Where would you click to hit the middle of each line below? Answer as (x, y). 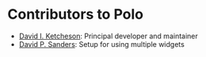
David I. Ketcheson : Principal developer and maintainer (109, 36)
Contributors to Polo (76, 14)
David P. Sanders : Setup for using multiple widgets (102, 44)
